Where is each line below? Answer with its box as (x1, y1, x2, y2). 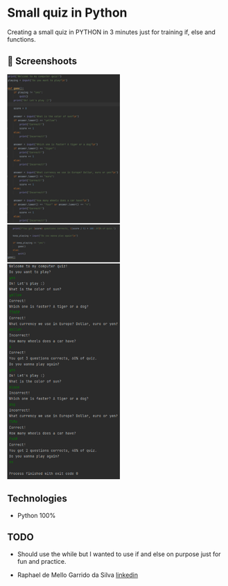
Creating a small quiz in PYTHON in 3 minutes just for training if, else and (7, 28, 216, 36)
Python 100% (17, 511, 56, 519)
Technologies (7, 493, 68, 505)
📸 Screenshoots (7, 56, 78, 67)
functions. (7, 35, 36, 43)
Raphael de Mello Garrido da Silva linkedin (17, 571, 139, 579)
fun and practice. (17, 557, 67, 565)
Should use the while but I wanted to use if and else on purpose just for (17, 550, 221, 558)
